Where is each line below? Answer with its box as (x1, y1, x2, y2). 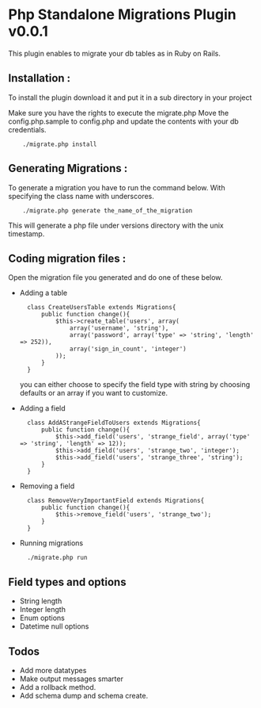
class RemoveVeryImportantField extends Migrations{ (27, 497, 205, 505)
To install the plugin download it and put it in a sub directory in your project (8, 93, 252, 102)
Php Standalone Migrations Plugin (8, 6, 236, 24)
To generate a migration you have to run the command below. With (8, 182, 225, 192)
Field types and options (8, 575, 127, 588)
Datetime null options (19, 622, 89, 631)
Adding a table (19, 288, 68, 298)
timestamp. (8, 228, 45, 239)
